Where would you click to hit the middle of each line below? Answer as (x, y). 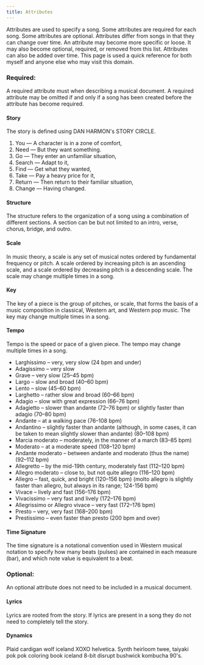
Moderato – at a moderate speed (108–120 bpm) (75, 447)
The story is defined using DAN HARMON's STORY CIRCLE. (81, 131)
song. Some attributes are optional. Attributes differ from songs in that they (100, 36)
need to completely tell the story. (47, 621)
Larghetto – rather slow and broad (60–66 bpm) (75, 395)
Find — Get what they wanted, (53, 169)
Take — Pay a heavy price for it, (55, 176)
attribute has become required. (45, 104)
